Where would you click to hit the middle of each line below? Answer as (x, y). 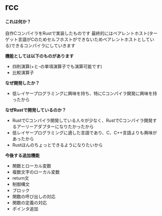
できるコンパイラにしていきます (43, 46)
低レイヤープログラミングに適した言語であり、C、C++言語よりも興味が (84, 133)
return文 (21, 178)
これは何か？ (18, 22)
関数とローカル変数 (32, 166)
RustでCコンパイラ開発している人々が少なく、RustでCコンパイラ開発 (82, 121)
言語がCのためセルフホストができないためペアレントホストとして (84, 40)
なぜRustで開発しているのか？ (36, 110)
